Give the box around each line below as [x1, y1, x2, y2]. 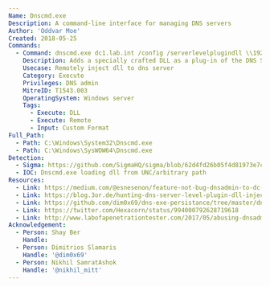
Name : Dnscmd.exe [8, 11, 67, 20]
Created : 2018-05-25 [8, 34, 78, 43]
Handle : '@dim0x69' [22, 251, 88, 259]
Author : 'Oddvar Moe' [8, 27, 81, 35]
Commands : [8, 42, 42, 50]
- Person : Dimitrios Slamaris [15, 244, 117, 252]
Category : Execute [22, 72, 84, 80]
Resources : [8, 176, 45, 185]
